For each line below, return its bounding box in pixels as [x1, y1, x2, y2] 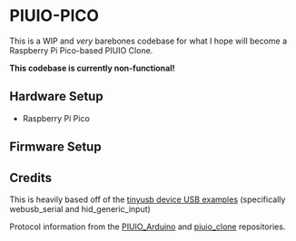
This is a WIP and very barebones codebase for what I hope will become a [9, 35, 288, 46]
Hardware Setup [9, 89, 104, 104]
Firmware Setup [9, 140, 102, 155]
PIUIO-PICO [9, 5, 100, 26]
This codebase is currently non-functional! [9, 63, 175, 73]
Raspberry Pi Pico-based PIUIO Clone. [9, 44, 153, 55]
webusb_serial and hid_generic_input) [9, 203, 152, 214]
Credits [9, 169, 53, 186]
